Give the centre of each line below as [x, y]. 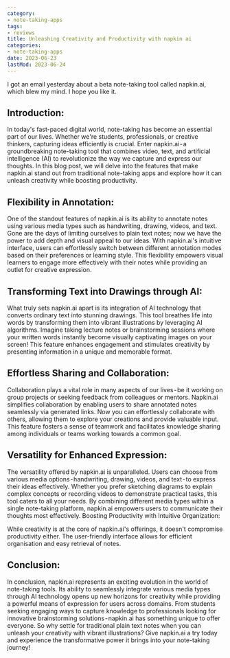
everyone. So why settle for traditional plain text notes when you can [104, 625]
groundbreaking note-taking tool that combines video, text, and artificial [109, 151]
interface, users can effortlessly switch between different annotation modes [114, 248]
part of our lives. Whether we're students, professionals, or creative [103, 137]
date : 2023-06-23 [32, 58]
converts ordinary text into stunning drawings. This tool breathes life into [110, 315]
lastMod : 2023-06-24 [37, 65]
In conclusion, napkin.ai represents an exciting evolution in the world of [108, 582]
